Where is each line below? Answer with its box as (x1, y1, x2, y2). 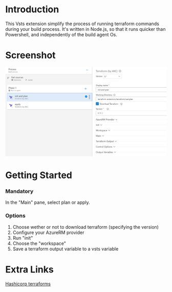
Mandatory (5, 188, 34, 195)
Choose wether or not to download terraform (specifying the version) (12, 224, 159, 230)
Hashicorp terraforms (5, 281, 51, 287)
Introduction (5, 4, 59, 15)
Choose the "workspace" (12, 240, 67, 246)
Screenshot (5, 50, 56, 61)
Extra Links (5, 263, 54, 275)
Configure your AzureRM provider (12, 229, 84, 236)
